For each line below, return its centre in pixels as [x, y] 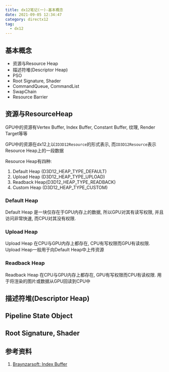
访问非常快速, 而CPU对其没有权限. [41, 219]
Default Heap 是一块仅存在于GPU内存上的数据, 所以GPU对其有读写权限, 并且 [84, 212]
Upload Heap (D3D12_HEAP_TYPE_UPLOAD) [59, 177]
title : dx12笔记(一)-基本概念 [34, 10]
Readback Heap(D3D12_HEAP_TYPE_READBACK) [64, 182]
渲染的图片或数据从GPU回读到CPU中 [52, 281]
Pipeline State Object [39, 316]
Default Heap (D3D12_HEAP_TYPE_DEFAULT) [60, 171]
